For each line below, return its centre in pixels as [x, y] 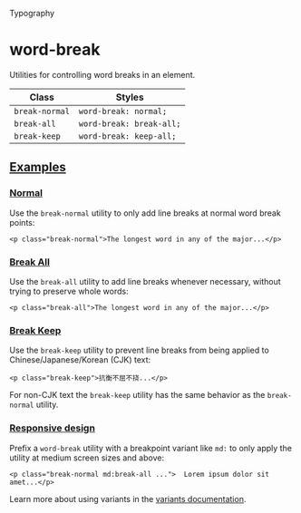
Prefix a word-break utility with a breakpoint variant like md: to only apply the [151, 448]
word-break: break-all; [130, 123]
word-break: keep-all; [127, 136]
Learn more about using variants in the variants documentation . [128, 498]
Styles [130, 97]
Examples [38, 167]
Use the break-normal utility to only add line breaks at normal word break [145, 213]
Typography [32, 13]
